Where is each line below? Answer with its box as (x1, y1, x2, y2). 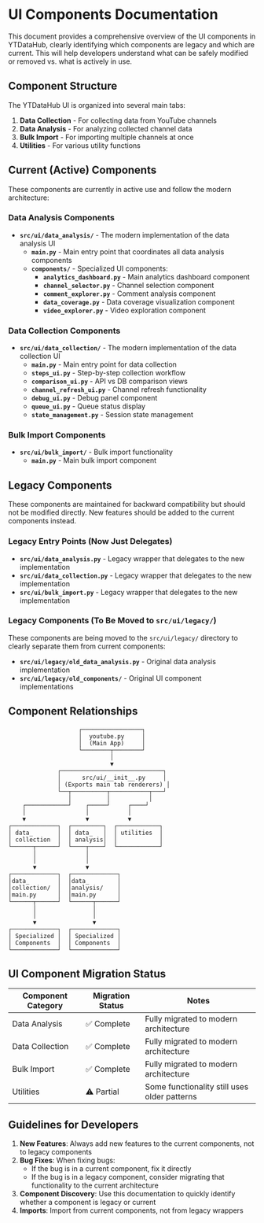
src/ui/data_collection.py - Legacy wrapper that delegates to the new (19, 571, 252, 580)
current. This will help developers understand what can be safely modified (8, 48, 249, 57)
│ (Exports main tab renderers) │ (57, 781, 170, 789)
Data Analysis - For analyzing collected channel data (19, 124, 192, 133)
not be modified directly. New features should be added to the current (8, 508, 235, 517)
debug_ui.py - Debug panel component (31, 394, 158, 403)
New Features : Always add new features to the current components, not (19, 1139, 255, 1148)
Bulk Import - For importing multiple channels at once (19, 132, 194, 142)
